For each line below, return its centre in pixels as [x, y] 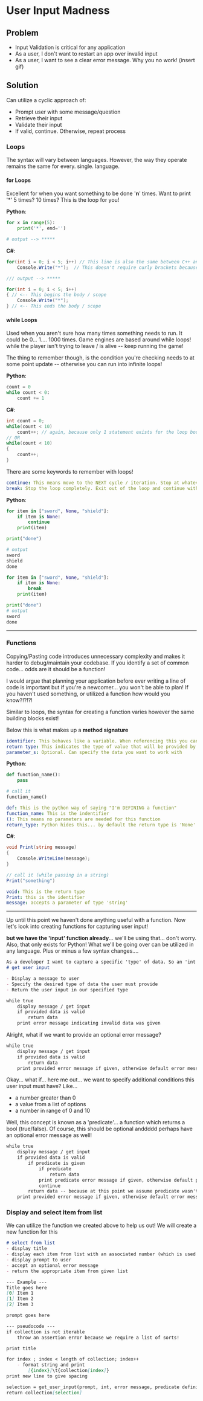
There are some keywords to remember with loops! [70, 471]
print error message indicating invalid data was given [89, 1023]
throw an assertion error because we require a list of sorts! [98, 1338]
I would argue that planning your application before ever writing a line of [96, 681]
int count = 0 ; [25, 420]
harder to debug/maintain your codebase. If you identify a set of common [98, 663]
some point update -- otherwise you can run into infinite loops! [84, 364]
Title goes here [27, 1287]
